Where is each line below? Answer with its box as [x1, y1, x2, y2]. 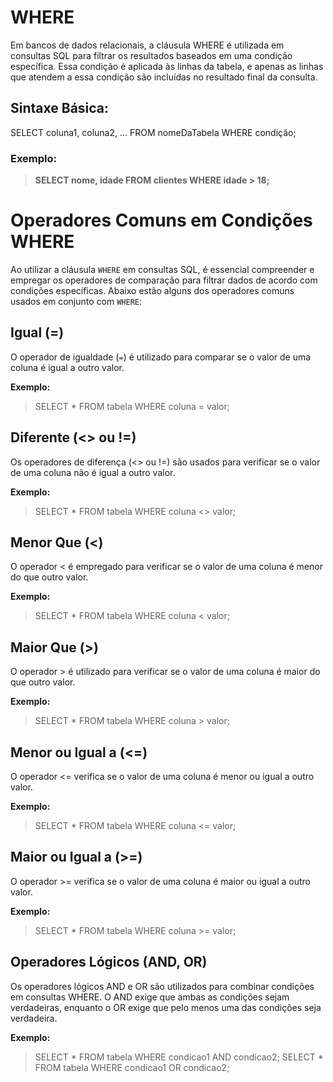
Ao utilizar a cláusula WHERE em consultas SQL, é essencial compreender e [10, 263, 315, 275]
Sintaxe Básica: [10, 100, 110, 117]
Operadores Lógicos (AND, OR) [10, 954, 208, 971]
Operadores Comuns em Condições [10, 209, 313, 232]
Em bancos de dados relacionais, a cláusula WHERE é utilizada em [10, 39, 285, 51]
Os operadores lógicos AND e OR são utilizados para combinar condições [10, 980, 315, 992]
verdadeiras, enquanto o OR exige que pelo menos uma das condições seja [10, 1001, 322, 1013]
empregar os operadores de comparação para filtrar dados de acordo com [10, 274, 318, 286]
